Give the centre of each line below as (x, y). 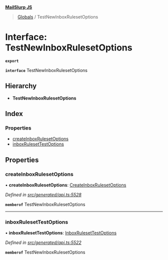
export (12, 61)
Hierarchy (21, 86)
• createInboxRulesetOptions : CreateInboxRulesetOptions (66, 185)
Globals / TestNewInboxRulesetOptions (58, 17)
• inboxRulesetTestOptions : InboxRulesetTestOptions (61, 233)
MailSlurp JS (19, 7)
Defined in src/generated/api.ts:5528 (43, 195)
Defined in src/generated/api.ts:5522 (43, 242)
